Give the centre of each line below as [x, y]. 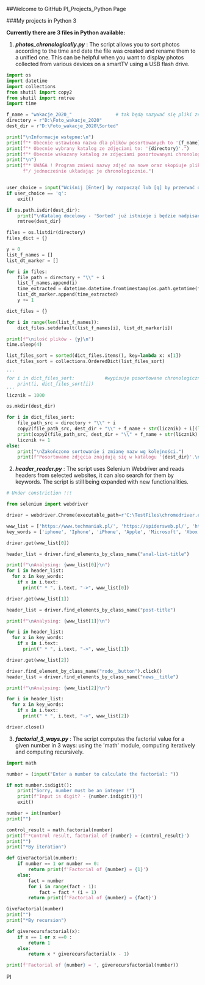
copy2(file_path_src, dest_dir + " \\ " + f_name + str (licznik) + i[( [108, 429]
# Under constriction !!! [39, 493]
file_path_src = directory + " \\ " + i [67, 423]
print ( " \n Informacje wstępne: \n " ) [50, 137]
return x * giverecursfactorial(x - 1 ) [79, 954]
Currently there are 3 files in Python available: [66, 32]
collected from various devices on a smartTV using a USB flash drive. [103, 64]
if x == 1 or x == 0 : [45, 937]
